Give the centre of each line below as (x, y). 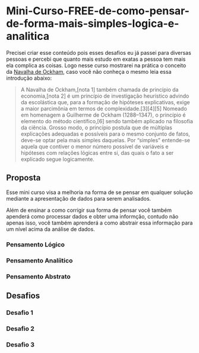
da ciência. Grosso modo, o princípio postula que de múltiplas (96, 127)
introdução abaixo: (29, 78)
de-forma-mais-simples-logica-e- (93, 24)
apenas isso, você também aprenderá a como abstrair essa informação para (99, 223)
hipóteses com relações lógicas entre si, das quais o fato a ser (97, 152)
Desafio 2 (20, 329)
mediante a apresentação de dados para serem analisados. (79, 198)
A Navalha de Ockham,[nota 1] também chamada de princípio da (99, 89)
